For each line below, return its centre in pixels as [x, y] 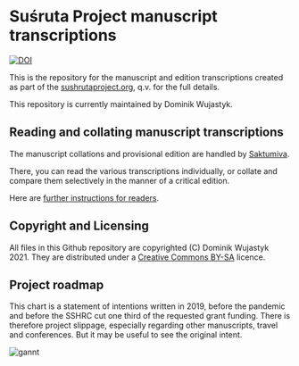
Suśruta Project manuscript [114, 17]
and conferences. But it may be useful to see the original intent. [126, 335]
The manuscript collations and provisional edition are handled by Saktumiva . [149, 154]
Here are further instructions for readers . [84, 197]
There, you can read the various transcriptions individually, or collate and [144, 171]
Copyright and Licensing [79, 226]
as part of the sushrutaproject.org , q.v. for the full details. [115, 87]
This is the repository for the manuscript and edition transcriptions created [146, 77]
